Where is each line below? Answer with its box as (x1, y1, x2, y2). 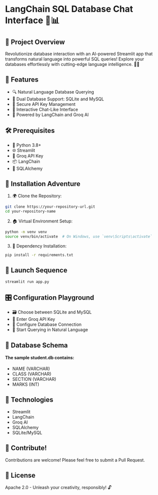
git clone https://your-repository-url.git (5, 204, 96, 210)
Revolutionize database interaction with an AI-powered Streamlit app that (5, 51, 153, 57)
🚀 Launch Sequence (5, 266, 68, 275)
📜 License (5, 471, 36, 479)
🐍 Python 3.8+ (12, 142, 42, 148)
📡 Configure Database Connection (12, 321, 82, 328)
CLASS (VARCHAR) (12, 371, 52, 377)
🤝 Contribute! (5, 444, 47, 452)
